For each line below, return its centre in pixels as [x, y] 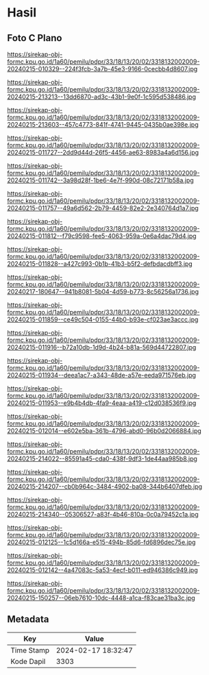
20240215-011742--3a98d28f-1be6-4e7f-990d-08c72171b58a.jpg [100, 180]
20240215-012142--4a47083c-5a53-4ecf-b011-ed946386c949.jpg [102, 570]
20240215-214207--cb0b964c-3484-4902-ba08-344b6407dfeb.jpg [105, 487]
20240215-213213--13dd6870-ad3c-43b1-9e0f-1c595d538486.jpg [102, 97]
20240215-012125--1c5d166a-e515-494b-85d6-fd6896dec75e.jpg [101, 542]
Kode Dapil [28, 661]
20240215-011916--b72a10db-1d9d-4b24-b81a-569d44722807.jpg [102, 347]
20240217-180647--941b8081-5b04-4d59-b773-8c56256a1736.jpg [103, 292]
